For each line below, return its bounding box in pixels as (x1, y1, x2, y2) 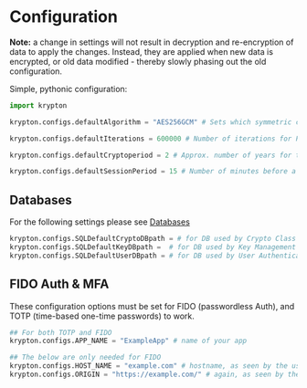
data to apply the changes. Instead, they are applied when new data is (9, 46, 274, 57)
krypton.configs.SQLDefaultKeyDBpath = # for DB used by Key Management (9, 243, 297, 252)
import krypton (9, 100, 68, 110)
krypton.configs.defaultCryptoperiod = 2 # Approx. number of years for (9, 151, 292, 160)
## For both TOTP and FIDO (9, 328, 112, 337)
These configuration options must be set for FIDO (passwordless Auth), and (9, 300, 295, 311)
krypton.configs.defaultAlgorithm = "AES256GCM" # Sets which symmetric (9, 117, 292, 127)
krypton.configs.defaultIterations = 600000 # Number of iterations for (9, 134, 292, 143)
